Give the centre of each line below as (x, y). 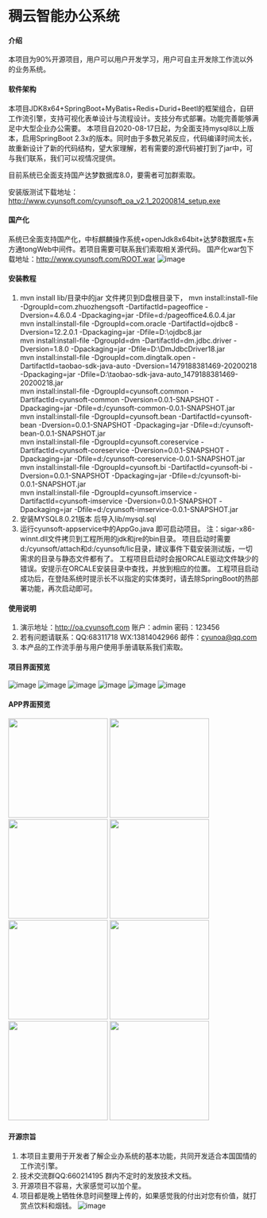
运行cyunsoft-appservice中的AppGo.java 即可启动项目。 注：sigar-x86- (137, 529)
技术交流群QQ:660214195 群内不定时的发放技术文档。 (108, 1175)
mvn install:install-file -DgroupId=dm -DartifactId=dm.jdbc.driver (126, 340)
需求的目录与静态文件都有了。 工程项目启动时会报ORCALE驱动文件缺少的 (139, 559)
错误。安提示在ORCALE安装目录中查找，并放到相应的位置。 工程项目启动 (139, 568)
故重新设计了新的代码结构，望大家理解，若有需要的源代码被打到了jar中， (127, 148)
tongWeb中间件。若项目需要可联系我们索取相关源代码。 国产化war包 (135, 249)
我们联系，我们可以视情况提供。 (67, 158)
